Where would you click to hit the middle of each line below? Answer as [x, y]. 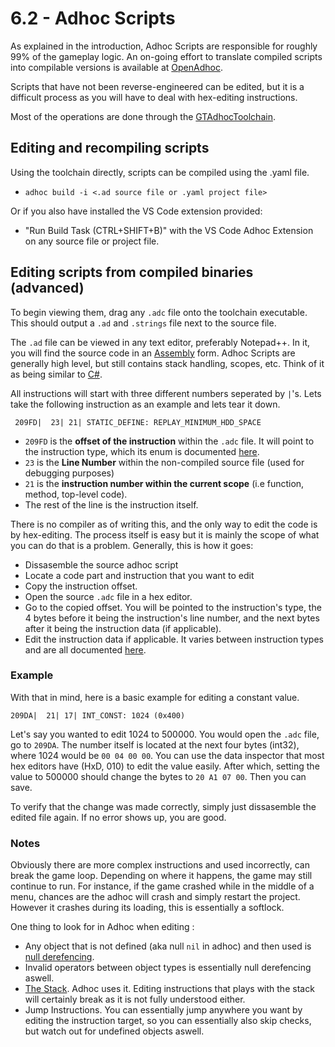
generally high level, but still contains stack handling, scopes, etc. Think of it [167, 363]
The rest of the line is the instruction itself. [111, 504]
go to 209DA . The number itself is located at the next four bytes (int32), [155, 744]
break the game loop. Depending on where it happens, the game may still [161, 876]
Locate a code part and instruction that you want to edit [139, 575]
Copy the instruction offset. [81, 586]
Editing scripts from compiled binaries [132, 272]
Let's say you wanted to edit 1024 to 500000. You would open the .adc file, [165, 734]
